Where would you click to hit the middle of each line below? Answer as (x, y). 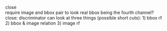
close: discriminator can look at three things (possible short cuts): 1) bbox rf (84, 18)
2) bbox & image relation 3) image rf (43, 23)
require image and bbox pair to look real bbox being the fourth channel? (80, 12)
